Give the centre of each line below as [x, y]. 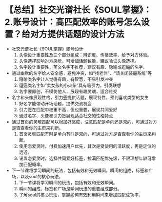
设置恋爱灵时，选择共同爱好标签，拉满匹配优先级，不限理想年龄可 [85, 158]
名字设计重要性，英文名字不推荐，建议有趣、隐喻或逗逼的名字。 [83, 67]
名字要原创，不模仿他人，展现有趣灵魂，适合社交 [68, 91]
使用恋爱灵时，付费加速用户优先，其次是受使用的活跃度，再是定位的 [87, 146]
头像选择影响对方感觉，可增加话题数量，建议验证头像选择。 [79, 61]
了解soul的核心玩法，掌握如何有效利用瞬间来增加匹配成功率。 [81, 195]
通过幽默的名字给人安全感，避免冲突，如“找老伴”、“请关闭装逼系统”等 [82, 73]
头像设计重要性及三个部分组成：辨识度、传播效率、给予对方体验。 [85, 55]
